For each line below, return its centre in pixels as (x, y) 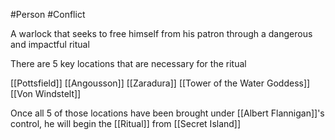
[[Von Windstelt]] (46, 93)
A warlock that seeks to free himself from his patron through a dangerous (161, 33)
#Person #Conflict (48, 14)
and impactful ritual (50, 44)
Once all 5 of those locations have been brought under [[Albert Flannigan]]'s (167, 113)
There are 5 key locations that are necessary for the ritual (128, 63)
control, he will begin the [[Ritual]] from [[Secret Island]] (126, 123)
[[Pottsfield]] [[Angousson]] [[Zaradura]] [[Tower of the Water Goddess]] (160, 83)
